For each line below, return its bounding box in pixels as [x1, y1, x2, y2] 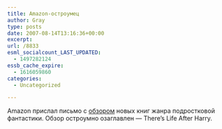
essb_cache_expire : [7, 62, 64, 69]
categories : [7, 75, 42, 82]
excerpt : [7, 36, 33, 43]
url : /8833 [7, 43, 39, 50]
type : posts [7, 23, 42, 30]
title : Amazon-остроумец [7, 10, 80, 17]
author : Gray [7, 17, 45, 24]
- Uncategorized [13, 82, 61, 89]
